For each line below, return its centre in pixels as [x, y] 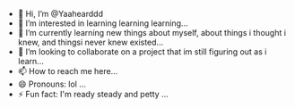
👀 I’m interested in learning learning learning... [103, 23]
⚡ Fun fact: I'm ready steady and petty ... [93, 94]
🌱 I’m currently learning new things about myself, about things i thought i [152, 33]
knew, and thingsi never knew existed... [91, 42]
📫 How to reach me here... [68, 71]
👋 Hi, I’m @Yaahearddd [60, 14]
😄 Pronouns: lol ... [52, 84]
